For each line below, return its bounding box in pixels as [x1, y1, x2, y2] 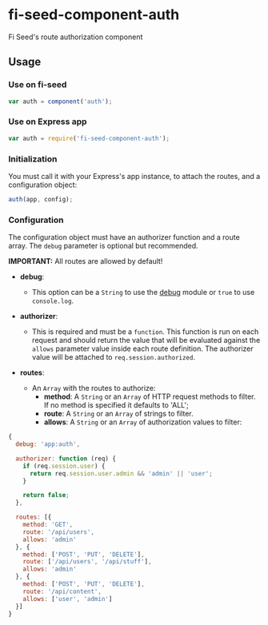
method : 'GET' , [22, 521, 74, 529]
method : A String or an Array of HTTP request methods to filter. [43, 392, 256, 401]
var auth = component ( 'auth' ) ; [8, 98, 113, 105]
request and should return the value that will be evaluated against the [31, 336, 261, 345]
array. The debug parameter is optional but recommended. [8, 241, 198, 251]
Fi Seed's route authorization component [8, 32, 143, 42]
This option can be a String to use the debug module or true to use [31, 288, 255, 297]
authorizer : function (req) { [15, 454, 116, 463]
